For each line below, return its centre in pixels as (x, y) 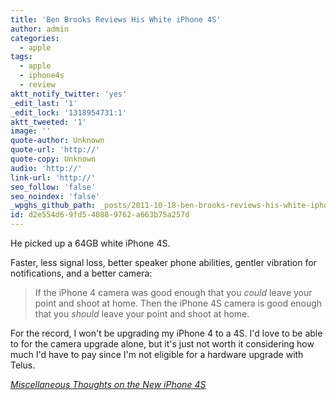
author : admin (40, 29)
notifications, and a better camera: (81, 273)
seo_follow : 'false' (53, 187)
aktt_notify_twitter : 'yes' (69, 94)
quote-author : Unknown (57, 141)
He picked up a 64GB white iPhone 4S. (90, 243)
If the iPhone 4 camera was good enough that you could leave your (173, 292)
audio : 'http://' (46, 168)
